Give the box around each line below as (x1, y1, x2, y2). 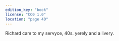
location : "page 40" (5, 16, 49, 21)
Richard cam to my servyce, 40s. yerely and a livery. (5, 30, 114, 36)
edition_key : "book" (5, 7, 49, 12)
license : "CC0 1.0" (5, 12, 46, 17)
